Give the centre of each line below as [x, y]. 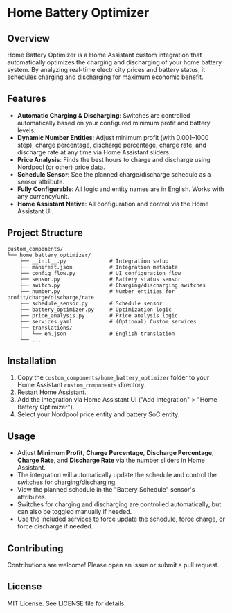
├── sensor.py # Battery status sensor [100, 279]
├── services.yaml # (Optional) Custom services [108, 321]
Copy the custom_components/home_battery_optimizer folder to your [113, 377]
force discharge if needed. [55, 526]
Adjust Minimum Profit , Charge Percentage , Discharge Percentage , [115, 453]
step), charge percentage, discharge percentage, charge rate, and [111, 145]
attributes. [32, 497]
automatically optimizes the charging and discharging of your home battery [115, 62]
